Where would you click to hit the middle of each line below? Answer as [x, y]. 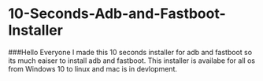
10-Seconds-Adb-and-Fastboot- [117, 14]
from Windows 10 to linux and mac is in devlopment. [93, 68]
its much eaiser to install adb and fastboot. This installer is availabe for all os [132, 61]
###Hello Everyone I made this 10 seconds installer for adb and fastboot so [130, 52]
